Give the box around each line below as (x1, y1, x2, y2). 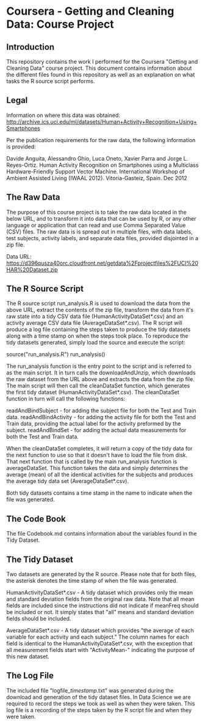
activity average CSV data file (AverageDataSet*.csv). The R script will (6, 319, 183, 327)
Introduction (6, 42, 55, 52)
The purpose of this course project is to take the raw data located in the (6, 208, 187, 216)
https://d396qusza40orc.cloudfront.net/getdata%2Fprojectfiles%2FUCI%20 (6, 259, 199, 267)
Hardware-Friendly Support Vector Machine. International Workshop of (6, 167, 185, 175)
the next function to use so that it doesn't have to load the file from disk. (6, 452, 188, 459)
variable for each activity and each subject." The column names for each (6, 633, 189, 641)
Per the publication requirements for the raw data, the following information (6, 136, 196, 143)
